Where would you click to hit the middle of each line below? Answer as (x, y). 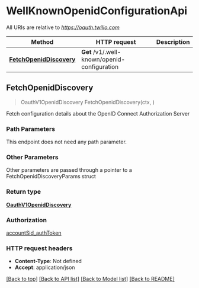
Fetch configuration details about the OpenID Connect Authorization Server (98, 113)
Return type (24, 192)
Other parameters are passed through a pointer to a (69, 170)
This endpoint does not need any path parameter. (67, 142)
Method (42, 41)
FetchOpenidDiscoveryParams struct (51, 177)
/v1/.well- (107, 52)
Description (173, 41)
